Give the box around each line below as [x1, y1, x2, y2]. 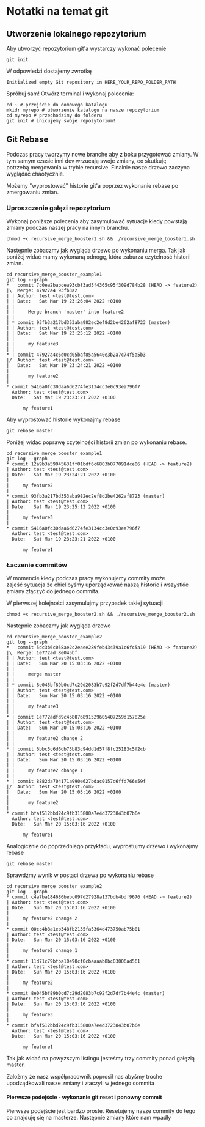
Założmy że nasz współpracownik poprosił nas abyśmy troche [6, 1073, 163, 1081]
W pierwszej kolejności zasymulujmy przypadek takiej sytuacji [6, 599, 163, 607]
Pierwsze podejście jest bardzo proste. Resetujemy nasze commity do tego [6, 1107, 196, 1114]
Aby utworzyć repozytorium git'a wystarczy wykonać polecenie [6, 45, 167, 52]
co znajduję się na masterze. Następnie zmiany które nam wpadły [6, 1114, 171, 1121]
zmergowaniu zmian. [6, 188, 59, 196]
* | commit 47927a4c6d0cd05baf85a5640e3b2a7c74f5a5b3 [6, 352, 146, 358]
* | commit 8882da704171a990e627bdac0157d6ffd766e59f [6, 778, 146, 785]
